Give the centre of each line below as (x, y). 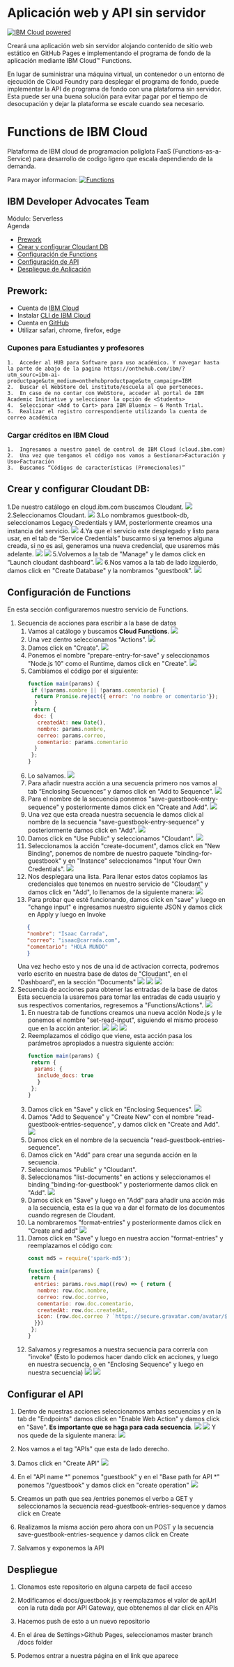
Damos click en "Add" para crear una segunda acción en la (112, 1155)
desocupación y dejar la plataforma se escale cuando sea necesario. (106, 103)
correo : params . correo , (72, 735)
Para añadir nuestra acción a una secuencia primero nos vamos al (122, 783)
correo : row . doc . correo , (73, 1297)
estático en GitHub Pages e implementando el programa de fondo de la (109, 53)
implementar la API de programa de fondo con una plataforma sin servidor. (114, 89)
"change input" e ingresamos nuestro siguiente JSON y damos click (125, 907)
